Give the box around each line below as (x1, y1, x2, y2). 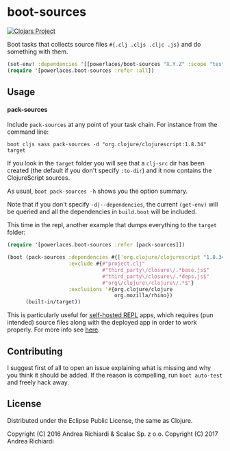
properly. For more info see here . (7, 325, 101, 334)
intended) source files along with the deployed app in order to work (7, 319, 197, 327)
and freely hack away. (7, 378, 70, 386)
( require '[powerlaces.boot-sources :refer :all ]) (7, 67, 155, 74)
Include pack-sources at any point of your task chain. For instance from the (7, 121, 218, 129)
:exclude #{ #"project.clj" (68, 260, 146, 268)
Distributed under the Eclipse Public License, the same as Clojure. (7, 416, 193, 424)
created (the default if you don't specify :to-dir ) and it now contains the (7, 166, 212, 175)
